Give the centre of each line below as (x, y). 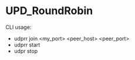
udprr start (27, 45)
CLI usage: (18, 27)
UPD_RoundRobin (49, 11)
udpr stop (26, 51)
